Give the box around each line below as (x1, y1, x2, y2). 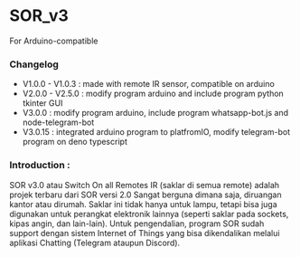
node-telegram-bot (22, 117, 95, 128)
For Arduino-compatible (9, 35, 98, 46)
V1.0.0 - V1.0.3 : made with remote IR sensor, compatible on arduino (22, 79, 276, 90)
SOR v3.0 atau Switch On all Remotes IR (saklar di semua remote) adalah (9, 179, 280, 190)
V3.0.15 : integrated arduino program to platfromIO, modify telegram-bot (22, 127, 291, 138)
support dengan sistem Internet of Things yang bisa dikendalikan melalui (9, 227, 280, 238)
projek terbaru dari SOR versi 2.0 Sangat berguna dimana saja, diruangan (9, 189, 282, 200)
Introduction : (9, 159, 70, 172)
